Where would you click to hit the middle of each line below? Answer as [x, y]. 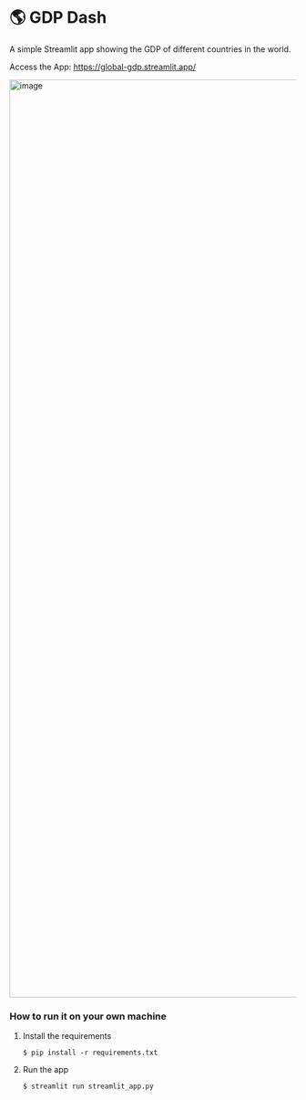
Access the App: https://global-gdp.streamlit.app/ [103, 67]
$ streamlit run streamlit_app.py [88, 1086]
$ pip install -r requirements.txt [90, 1053]
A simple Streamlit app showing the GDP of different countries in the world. [150, 49]
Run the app [46, 1070]
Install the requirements [67, 1036]
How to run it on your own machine [88, 1016]
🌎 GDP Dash [58, 18]
